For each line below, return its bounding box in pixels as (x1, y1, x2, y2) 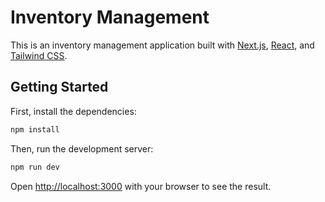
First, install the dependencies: (10, 105, 137, 117)
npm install (10, 124, 60, 135)
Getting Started (10, 79, 109, 96)
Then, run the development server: (10, 142, 154, 155)
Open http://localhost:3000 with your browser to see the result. (10, 180, 272, 192)
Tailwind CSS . (10, 49, 68, 61)
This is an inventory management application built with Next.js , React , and (10, 39, 315, 51)
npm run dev (10, 162, 60, 172)
